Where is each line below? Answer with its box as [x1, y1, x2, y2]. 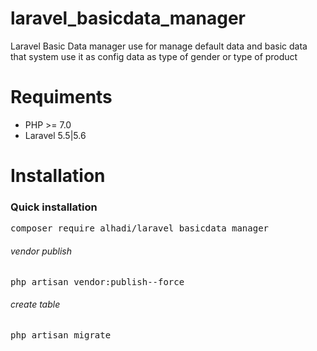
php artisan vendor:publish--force [10, 276, 185, 287]
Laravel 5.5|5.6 [24, 129, 87, 141]
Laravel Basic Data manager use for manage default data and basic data [10, 40, 308, 52]
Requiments [10, 86, 113, 109]
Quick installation [10, 200, 98, 214]
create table [10, 298, 61, 311]
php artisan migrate [10, 329, 112, 341]
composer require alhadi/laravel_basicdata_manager [10, 223, 270, 234]
